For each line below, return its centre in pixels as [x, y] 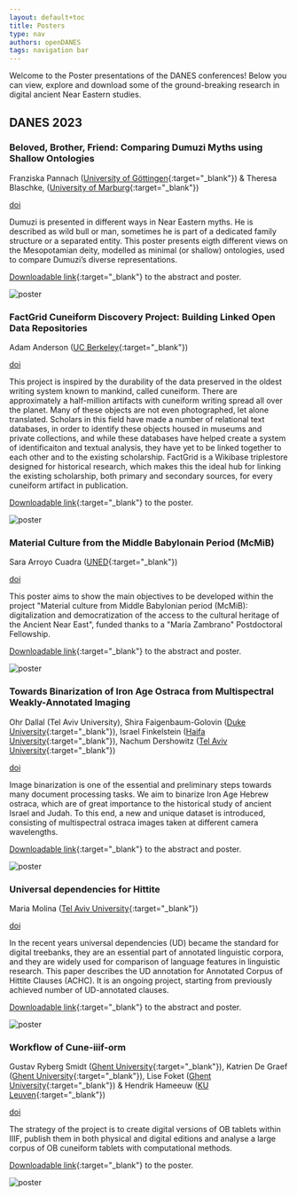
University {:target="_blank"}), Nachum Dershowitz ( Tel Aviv [118, 741]
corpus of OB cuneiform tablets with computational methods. [121, 1148]
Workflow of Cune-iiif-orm [68, 1047]
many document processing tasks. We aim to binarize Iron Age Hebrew [139, 794]
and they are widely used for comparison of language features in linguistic [145, 962]
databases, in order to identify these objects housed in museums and [136, 429]
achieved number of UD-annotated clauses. [89, 990]
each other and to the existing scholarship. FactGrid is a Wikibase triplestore [148, 457]
